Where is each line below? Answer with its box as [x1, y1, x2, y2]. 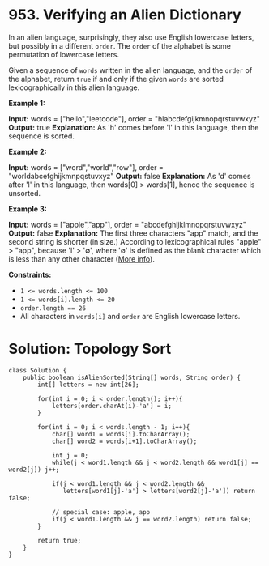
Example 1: [8, 98, 46, 108]
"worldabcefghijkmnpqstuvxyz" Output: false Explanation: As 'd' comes [8, 171, 251, 181]
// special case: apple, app [51, 508, 151, 516]
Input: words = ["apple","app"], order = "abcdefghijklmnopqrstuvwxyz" [8, 219, 247, 229]
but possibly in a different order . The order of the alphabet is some [8, 40, 231, 50]
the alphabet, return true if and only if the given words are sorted [8, 74, 224, 83]
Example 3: [8, 204, 47, 214]
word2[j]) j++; [8, 466, 60, 474]
